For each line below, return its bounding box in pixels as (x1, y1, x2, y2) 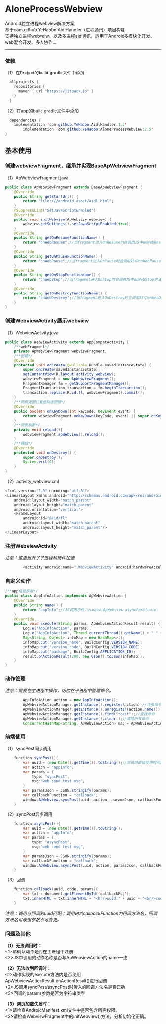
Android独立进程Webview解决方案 (5, 20, 75, 26)
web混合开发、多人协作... (5, 39, 57, 45)
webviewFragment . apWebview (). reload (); (23, 432, 105, 437)
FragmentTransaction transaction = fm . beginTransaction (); (23, 386, 147, 391)
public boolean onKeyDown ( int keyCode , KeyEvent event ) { (14, 409, 136, 414)
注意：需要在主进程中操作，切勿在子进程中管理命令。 (5, 688, 114, 694)
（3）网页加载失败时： (5, 1001, 52, 1007)
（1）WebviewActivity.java (5, 329, 59, 336)
